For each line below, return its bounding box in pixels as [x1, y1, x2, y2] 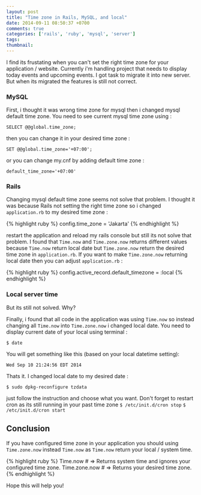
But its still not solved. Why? [6, 304, 76, 311]
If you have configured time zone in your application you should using [6, 439, 179, 446]
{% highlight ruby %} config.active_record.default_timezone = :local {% [6, 269, 183, 276]
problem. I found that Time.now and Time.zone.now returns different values [6, 238, 187, 246]
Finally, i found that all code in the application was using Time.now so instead [6, 315, 194, 322]
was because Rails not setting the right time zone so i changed [6, 202, 161, 210]
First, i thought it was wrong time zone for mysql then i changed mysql [6, 106, 181, 114]
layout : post [6, 8, 39, 15]
